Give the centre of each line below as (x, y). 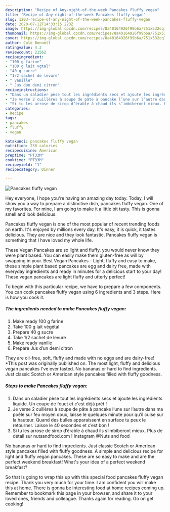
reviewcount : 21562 (26, 52)
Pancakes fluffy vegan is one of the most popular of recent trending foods (82, 224)
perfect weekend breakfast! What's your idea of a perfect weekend (75, 462)
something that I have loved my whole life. (49, 240)
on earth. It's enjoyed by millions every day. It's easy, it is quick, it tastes (80, 229)
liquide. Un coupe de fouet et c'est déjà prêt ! (60, 404)
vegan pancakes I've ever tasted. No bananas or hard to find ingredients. (81, 369)
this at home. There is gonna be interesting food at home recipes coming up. (85, 488)
